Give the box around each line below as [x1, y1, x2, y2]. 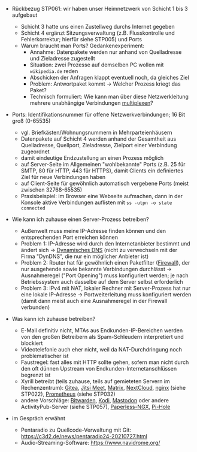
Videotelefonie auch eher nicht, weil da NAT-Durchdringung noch [20, 346, 183, 353]
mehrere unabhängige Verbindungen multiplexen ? [29, 99, 154, 107]
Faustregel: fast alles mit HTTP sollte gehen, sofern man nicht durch [20, 359, 189, 366]
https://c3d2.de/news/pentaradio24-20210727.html [20, 433, 148, 439]
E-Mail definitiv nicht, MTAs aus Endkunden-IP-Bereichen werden [20, 327, 183, 334]
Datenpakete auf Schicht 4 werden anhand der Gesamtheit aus [20, 135, 177, 142]
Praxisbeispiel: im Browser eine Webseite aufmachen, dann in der [20, 193, 183, 199]
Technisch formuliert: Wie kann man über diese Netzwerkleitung [29, 93, 189, 100]
